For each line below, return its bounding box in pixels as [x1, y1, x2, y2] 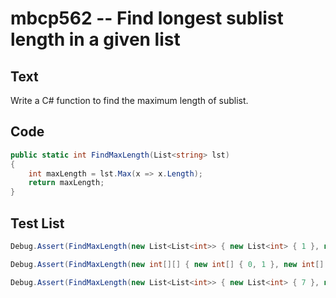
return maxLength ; [28, 178, 105, 188]
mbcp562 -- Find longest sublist [10, 7, 284, 30]
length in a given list [10, 28, 181, 51]
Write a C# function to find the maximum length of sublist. [10, 95, 249, 106]
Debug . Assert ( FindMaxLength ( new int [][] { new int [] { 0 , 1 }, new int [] [10, 259, 325, 269]
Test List [10, 215, 65, 232]
